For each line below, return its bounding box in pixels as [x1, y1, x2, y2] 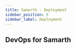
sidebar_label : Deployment [5, 17, 62, 22]
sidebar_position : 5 [5, 12, 49, 17]
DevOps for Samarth [5, 35, 71, 44]
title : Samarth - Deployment [5, 7, 67, 13]
